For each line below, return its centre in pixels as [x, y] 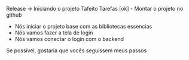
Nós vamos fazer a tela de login [54, 33]
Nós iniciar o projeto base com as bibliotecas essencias [83, 26]
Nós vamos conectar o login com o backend [69, 39]
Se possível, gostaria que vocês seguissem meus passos [77, 50]
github [14, 15]
